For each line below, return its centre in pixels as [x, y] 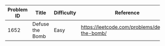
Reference [127, 13]
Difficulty [65, 13]
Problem [18, 10]
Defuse [41, 24]
